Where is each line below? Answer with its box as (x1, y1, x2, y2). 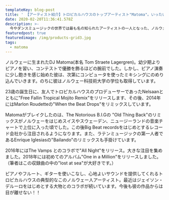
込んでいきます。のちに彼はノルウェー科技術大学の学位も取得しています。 (5, 78, 158, 84)
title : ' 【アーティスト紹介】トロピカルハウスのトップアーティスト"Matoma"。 (5, 12, 151, 17)
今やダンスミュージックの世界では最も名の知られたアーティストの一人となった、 (10, 26, 151, 31)
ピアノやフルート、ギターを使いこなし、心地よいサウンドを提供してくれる (5, 170, 159, 176)
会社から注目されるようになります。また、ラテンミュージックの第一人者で (9, 130, 163, 136)
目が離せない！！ (5, 189, 41, 195)
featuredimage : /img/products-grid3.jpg (5, 36, 92, 41)
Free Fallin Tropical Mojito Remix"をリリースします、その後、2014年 (20, 95, 161, 101)
